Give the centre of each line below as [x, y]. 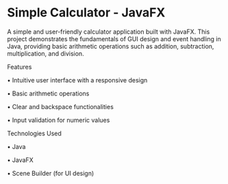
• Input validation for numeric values [59, 120]
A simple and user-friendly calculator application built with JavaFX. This [109, 32]
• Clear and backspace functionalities [61, 106]
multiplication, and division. [46, 54]
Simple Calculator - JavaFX [86, 13]
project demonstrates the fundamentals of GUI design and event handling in [114, 38]
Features [20, 67]
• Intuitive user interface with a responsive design [77, 80]
